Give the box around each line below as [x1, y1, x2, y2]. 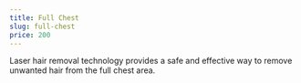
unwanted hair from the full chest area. [9, 65, 156, 76]
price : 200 [9, 30, 51, 39]
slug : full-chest [9, 22, 76, 31]
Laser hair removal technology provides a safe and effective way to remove [9, 56, 293, 67]
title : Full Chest [9, 13, 79, 23]
